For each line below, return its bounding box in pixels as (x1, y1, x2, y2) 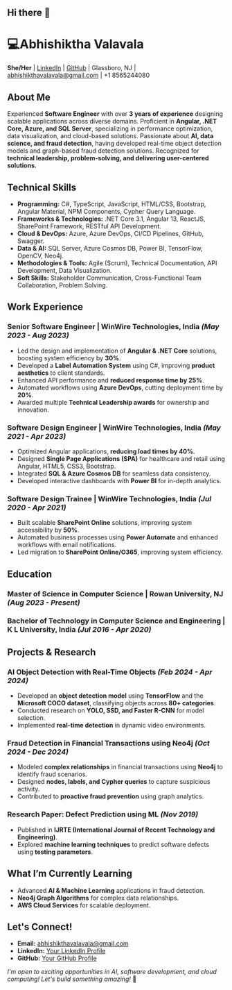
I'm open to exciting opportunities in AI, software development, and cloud (7, 968, 217, 976)
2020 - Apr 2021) (7, 503, 66, 512)
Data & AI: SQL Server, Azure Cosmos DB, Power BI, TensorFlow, (17, 244, 203, 252)
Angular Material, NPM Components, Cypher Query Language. (17, 207, 196, 215)
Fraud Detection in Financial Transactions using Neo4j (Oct (7, 739, 210, 748)
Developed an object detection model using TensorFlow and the (17, 691, 204, 700)
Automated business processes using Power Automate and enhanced (17, 533, 218, 542)
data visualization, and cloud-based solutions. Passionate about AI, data (7, 132, 214, 140)
